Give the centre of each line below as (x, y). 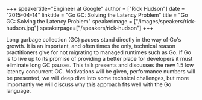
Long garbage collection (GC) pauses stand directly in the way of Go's (94, 39)
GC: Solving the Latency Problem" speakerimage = (69, 21)
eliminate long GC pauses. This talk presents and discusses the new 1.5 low (100, 65)
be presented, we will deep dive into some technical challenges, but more (98, 78)
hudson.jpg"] (23, 28)
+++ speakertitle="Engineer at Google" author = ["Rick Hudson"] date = (96, 9)
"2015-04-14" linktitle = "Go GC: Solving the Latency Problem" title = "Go (97, 15)
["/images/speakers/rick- (165, 21)
